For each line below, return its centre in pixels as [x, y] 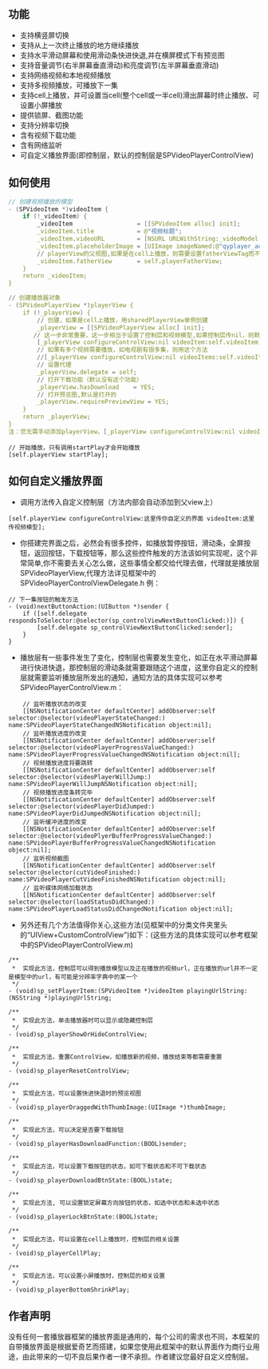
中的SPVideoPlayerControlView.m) [76, 944]
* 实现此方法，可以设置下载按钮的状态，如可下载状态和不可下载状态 [109, 1166]
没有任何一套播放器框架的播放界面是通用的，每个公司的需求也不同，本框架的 [134, 1337]
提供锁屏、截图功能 [51, 115]
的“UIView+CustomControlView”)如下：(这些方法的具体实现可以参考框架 [138, 935]
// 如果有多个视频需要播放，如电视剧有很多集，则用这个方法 [122, 350]
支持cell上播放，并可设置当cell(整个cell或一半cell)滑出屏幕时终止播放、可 [140, 95]
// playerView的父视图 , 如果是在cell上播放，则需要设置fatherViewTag [143, 253]
